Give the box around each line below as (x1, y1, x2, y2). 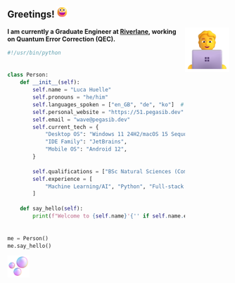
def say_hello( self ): (20, 205, 83, 213)
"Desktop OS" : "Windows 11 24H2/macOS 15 (44, 131, 169, 138)
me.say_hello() (7, 242, 52, 249)
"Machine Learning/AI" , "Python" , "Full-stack (44, 183, 184, 190)
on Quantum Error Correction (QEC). (7, 34, 116, 43)
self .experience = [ (32, 175, 93, 182)
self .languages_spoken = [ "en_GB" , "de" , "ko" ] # (32, 101, 184, 108)
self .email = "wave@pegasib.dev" (32, 116, 131, 123)
